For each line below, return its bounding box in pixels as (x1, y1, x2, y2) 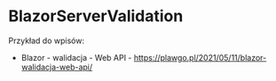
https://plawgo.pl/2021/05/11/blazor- (133, 52, 267, 63)
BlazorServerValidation (8, 6, 184, 26)
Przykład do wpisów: (8, 35, 85, 46)
